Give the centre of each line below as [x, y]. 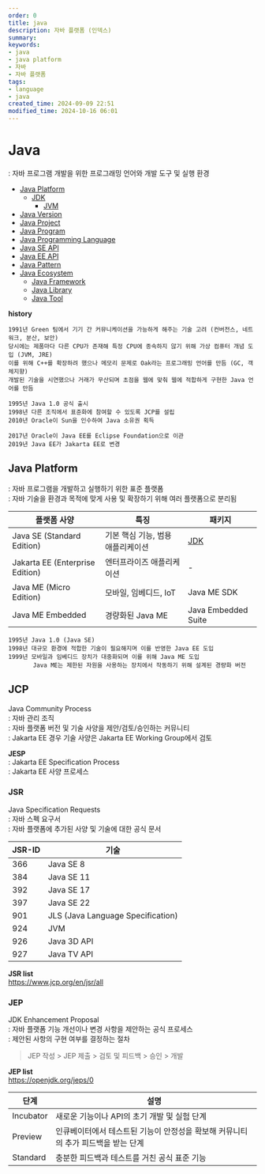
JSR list [21, 973]
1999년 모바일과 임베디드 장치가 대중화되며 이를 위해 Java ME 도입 [104, 657]
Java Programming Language [67, 239]
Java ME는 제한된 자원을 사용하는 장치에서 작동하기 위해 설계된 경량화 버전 [139, 665]
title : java [28, 23]
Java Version [41, 214]
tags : [17, 81]
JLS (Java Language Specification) [113, 915]
